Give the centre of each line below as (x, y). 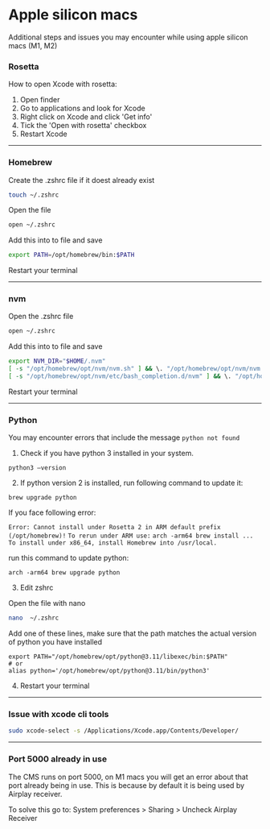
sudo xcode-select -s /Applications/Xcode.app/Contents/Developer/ (124, 731)
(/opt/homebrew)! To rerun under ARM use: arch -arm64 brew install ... (131, 536)
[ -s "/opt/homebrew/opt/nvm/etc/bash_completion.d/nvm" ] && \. (120, 376)
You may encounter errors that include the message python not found (124, 437)
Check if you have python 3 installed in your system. (107, 454)
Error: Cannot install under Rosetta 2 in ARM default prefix (115, 528)
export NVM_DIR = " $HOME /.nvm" (57, 361)
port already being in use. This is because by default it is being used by (127, 785)
